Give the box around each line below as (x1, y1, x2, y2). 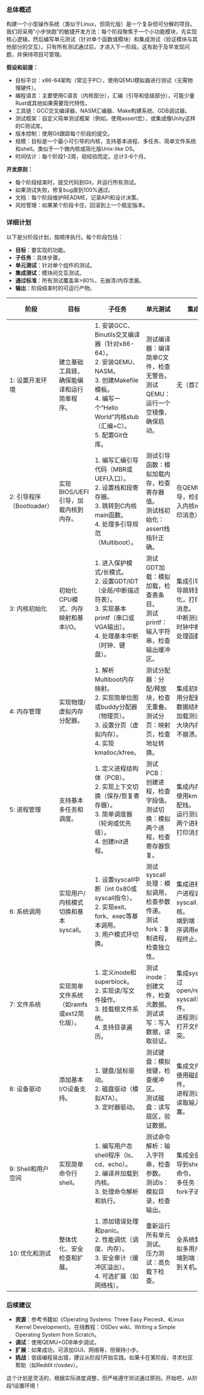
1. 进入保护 (94, 558, 126, 567)
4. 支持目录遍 (94, 1023, 132, 1031)
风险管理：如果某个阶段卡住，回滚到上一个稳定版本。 (15, 202, 149, 209)
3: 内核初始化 (9, 604, 47, 613)
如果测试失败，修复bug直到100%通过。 (15, 186, 114, 194)
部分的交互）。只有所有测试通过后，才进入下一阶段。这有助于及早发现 (11, 43, 185, 51)
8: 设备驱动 (9, 1084, 41, 1093)
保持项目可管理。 (22, 51, 65, 58)
